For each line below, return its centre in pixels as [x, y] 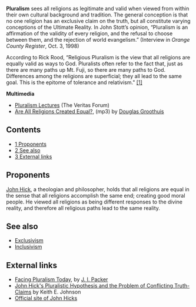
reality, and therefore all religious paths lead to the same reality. [83, 208]
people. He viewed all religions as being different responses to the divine [94, 202]
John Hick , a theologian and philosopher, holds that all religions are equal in [98, 189]
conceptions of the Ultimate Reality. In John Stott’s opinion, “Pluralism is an [97, 27]
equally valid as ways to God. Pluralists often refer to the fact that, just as [95, 64]
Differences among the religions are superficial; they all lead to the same [94, 76]
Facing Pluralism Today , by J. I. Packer [61, 279]
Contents [24, 130]
